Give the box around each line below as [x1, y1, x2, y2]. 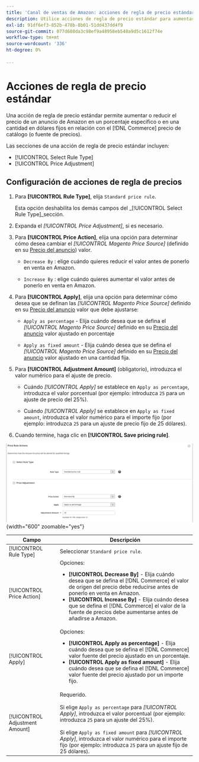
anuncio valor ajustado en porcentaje [23, 329, 114, 337]
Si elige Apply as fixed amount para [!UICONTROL [60, 729, 183, 736]
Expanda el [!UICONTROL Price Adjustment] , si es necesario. [14, 222, 164, 229]
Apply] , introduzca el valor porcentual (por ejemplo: [60, 710, 185, 717]
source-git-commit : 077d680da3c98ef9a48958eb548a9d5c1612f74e [6, 28, 163, 34]
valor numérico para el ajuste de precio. [14, 372, 113, 379]
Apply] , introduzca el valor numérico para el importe [60, 735, 187, 742]
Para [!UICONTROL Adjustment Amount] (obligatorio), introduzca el [14, 365, 182, 373]
